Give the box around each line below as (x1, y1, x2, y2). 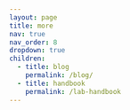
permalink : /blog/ (25, 71, 93, 80)
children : (9, 54, 46, 63)
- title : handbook (17, 79, 86, 88)
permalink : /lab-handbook (25, 87, 122, 96)
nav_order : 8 (9, 37, 58, 47)
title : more (9, 21, 53, 30)
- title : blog (17, 63, 69, 72)
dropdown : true (9, 46, 66, 55)
